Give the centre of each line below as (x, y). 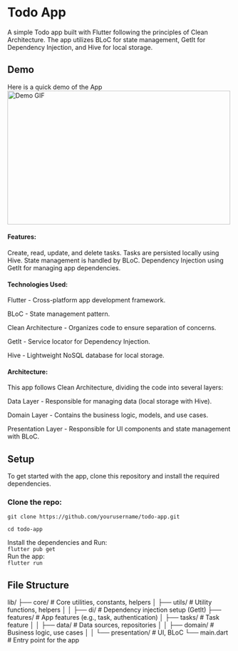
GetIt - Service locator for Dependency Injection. (79, 342)
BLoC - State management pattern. (59, 314)
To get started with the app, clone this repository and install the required (113, 476)
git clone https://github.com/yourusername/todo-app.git (94, 517)
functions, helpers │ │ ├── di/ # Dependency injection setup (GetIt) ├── (114, 610)
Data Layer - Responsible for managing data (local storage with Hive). (110, 401)
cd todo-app (25, 529)
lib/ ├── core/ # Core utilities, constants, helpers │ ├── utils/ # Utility (110, 603)
